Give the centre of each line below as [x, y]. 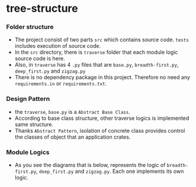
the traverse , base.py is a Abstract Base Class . [72, 111]
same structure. [34, 124]
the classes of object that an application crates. [73, 137]
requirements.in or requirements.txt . [61, 84]
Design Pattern [28, 99]
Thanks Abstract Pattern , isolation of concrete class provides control [100, 130]
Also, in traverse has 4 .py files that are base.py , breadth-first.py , [97, 65]
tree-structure [42, 9]
